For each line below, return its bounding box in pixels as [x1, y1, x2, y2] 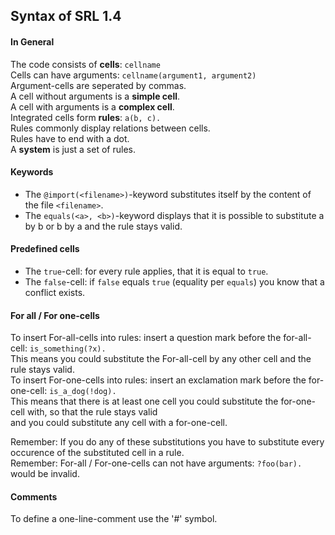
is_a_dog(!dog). [49, 387, 117, 397]
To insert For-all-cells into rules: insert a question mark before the [10, 332, 282, 344]
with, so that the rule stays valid [26, 406, 158, 418]
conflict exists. [24, 287, 86, 298]
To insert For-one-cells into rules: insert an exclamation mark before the [10, 374, 307, 386]
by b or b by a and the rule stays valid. [24, 220, 183, 232]
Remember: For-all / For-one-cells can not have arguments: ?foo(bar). [10, 457, 303, 469]
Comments [10, 490, 58, 503]
